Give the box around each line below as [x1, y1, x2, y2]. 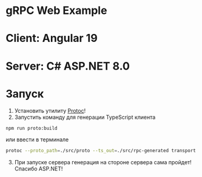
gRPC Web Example [5, 4, 107, 18]
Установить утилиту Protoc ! [14, 107, 86, 114]
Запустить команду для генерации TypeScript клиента [14, 113, 156, 121]
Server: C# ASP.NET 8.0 [5, 59, 130, 73]
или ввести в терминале [5, 136, 69, 143]
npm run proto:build [5, 125, 58, 131]
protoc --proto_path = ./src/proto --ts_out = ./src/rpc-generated [5, 148, 169, 154]
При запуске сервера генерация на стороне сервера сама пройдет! [14, 159, 192, 166]
